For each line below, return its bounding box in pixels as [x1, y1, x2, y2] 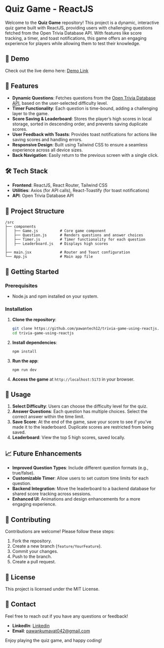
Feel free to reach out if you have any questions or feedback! [5, 613, 128, 619]
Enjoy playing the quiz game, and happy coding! [5, 637, 102, 643]
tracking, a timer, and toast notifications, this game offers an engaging [5, 35, 147, 41]
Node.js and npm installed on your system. [12, 293, 99, 299]
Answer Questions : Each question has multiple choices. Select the [12, 408, 148, 414]
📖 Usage [5, 390, 31, 399]
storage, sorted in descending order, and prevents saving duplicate [12, 121, 148, 127]
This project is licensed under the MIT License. [5, 586, 100, 592]
